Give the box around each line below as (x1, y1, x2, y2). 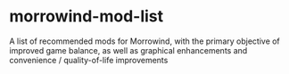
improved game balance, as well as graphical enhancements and (9, 45, 248, 55)
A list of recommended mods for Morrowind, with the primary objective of (9, 36, 281, 46)
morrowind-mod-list (9, 6, 163, 27)
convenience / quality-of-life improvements (9, 54, 169, 65)
